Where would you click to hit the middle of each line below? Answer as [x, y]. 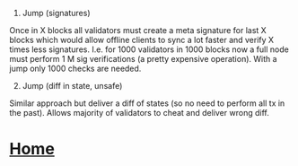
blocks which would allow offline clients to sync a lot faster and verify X [142, 40]
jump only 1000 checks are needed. [75, 68]
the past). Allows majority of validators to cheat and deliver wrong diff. [139, 113]
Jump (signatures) [56, 13]
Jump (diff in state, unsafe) [72, 86]
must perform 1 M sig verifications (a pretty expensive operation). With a [143, 59]
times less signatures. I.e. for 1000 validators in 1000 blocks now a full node [149, 49]
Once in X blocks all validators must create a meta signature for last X [138, 30]
